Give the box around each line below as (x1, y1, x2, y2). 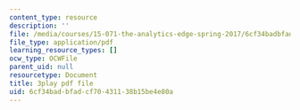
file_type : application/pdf (9, 37, 114, 47)
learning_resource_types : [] (9, 46, 118, 55)
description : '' (9, 21, 70, 30)
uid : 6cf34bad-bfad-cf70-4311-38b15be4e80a (9, 87, 174, 96)
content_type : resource (9, 12, 98, 22)
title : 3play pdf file (9, 79, 94, 88)
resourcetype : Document (9, 71, 98, 80)
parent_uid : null (9, 63, 74, 72)
